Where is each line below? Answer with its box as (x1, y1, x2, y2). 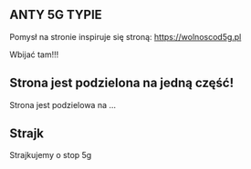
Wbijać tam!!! (9, 49, 59, 60)
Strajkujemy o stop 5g (9, 150, 92, 161)
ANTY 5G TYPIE (9, 7, 102, 23)
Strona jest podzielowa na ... (9, 99, 117, 110)
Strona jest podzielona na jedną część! (9, 75, 235, 91)
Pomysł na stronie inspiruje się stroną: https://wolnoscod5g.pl (9, 31, 242, 42)
